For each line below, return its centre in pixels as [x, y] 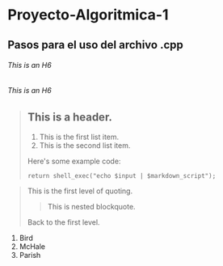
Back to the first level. [63, 222]
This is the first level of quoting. [80, 191]
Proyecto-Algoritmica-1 [88, 15]
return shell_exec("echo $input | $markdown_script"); [122, 175]
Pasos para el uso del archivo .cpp [95, 45]
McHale [32, 246]
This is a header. [69, 118]
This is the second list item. [85, 145]
